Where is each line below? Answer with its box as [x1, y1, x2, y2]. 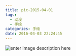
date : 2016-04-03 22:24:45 [5, 31, 62, 36]
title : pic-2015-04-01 [5, 7, 53, 13]
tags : [5, 12, 17, 17]
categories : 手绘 [5, 26, 41, 32]
